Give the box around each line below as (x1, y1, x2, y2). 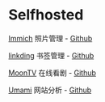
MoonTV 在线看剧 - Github (8, 67, 97, 78)
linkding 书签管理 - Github (8, 50, 94, 60)
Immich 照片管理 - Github (8, 33, 93, 43)
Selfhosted (8, 6, 84, 24)
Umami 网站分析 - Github (8, 85, 92, 95)
